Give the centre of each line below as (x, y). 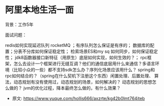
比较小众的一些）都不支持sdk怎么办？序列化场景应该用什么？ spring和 (84, 69)
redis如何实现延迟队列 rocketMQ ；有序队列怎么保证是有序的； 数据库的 (78, 45)
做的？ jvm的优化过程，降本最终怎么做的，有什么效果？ (65, 88)
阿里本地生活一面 (40, 10)
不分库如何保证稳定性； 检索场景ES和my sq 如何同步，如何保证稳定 (90, 51)
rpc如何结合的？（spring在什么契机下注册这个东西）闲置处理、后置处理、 (79, 76)
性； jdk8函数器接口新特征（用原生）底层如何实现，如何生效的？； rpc (76, 57)
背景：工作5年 (19, 24)
